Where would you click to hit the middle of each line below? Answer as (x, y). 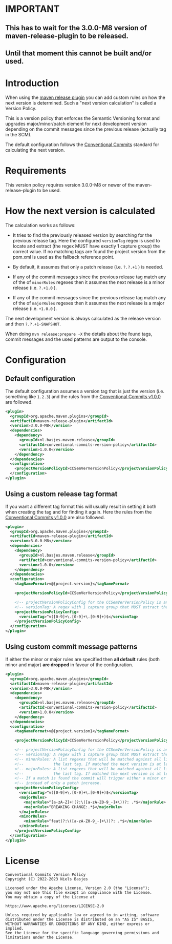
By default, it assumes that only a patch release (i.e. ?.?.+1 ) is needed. (88, 266)
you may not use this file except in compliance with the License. (79, 892)
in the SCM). (18, 134)
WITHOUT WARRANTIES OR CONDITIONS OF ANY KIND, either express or (78, 924)
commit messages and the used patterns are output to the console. (76, 339)
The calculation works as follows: (40, 225)
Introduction (32, 83)
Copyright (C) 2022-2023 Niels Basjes (47, 879)
